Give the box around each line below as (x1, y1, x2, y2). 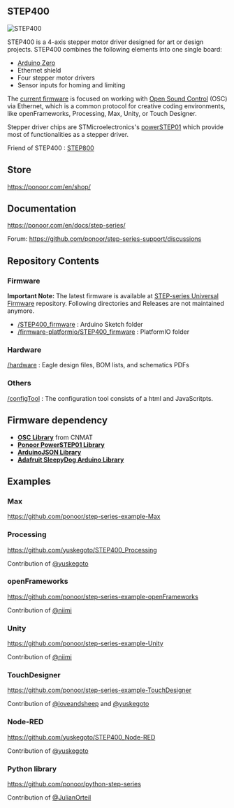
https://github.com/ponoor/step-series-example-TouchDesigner (7, 686, 192, 694)
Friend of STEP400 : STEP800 (7, 143, 94, 152)
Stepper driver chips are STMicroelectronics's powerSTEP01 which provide (7, 122, 224, 131)
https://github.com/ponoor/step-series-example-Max (7, 513, 161, 521)
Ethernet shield (17, 66, 61, 74)
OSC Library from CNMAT (17, 433, 93, 441)
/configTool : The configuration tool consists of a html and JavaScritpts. (7, 394, 214, 402)
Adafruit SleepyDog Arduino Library (17, 455, 124, 464)
